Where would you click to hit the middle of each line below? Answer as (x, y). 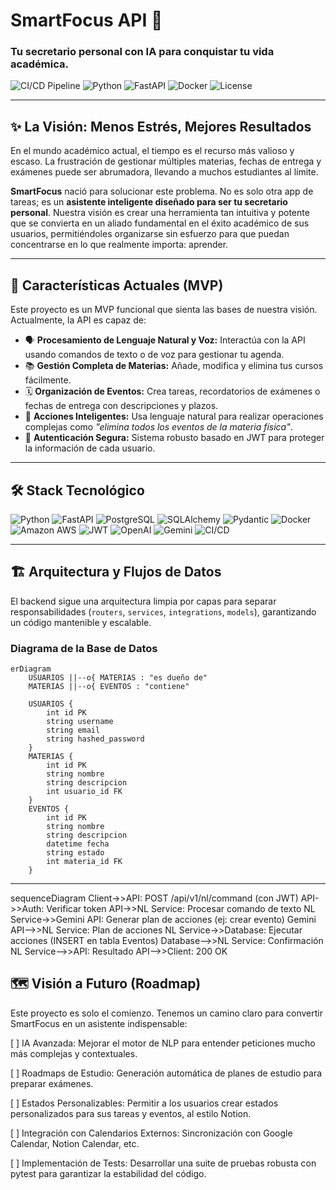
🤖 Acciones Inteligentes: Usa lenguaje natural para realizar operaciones (174, 416)
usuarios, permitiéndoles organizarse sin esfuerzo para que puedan (150, 234)
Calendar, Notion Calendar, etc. (75, 1143)
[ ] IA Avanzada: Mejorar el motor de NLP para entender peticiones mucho (163, 1043)
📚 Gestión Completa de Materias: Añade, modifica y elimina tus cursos (174, 366)
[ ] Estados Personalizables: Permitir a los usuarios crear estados (144, 1103)
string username (80, 722)
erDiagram (31, 669)
